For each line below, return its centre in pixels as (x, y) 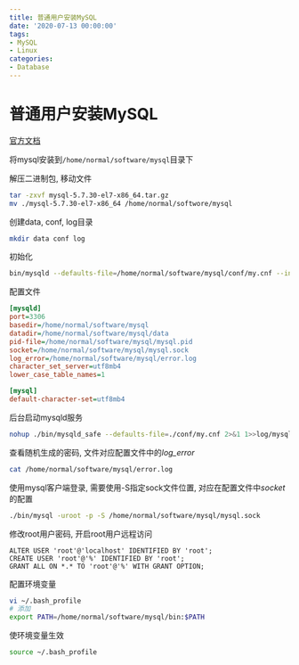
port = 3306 (28, 317)
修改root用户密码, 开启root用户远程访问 (81, 534)
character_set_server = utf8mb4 (65, 366)
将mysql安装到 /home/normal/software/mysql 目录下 (101, 159)
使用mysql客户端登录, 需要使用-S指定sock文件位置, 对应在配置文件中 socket (147, 488)
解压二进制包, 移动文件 (50, 178)
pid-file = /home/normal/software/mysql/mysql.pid (101, 341)
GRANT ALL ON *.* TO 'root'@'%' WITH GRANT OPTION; (107, 566)
